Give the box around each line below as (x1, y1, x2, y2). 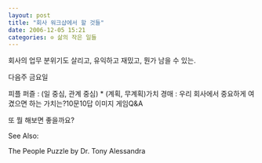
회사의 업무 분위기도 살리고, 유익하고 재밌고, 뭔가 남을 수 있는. (8, 56, 196, 65)
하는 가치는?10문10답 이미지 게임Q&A (28, 99, 144, 108)
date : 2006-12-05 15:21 (8, 26, 86, 34)
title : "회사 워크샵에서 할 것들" (8, 19, 104, 27)
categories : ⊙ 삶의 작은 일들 (8, 33, 97, 42)
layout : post (8, 11, 51, 20)
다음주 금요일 (8, 72, 49, 82)
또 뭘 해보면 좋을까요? (8, 115, 75, 125)
